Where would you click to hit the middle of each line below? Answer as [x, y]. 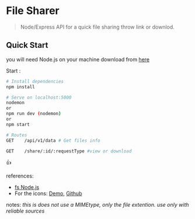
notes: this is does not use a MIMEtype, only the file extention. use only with [97, 205]
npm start [18, 124]
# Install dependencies [35, 81]
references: [20, 176]
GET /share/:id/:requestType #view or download [69, 151]
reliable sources [25, 211]
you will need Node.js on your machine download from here [78, 59]
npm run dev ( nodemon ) [34, 114]
